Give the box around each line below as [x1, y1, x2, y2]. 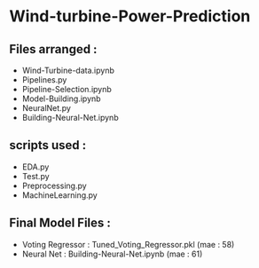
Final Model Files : [9, 216, 111, 231]
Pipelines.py [21, 75, 67, 85]
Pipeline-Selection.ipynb [21, 84, 113, 94]
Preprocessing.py [21, 180, 87, 191]
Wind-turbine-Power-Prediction [9, 6, 251, 27]
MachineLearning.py [21, 189, 98, 201]
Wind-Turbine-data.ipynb [21, 65, 115, 75]
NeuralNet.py [21, 103, 71, 113]
